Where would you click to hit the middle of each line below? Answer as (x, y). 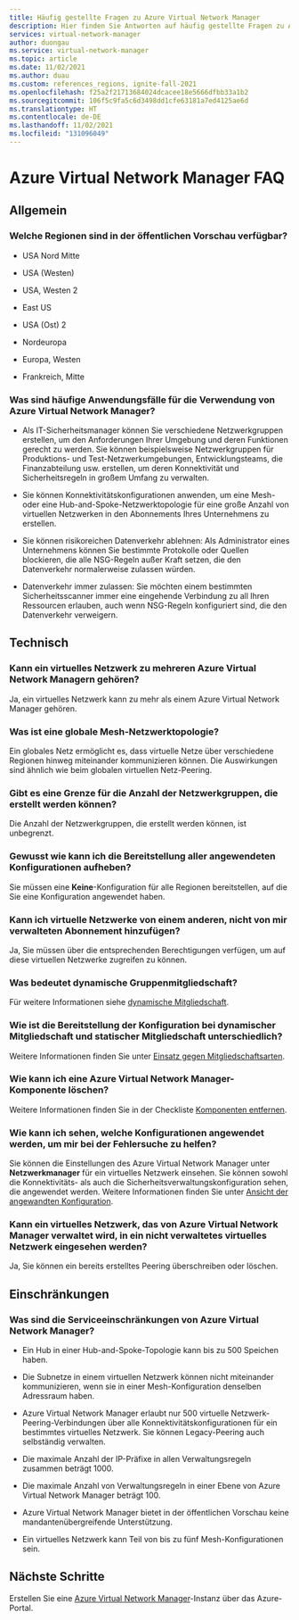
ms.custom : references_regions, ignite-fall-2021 (103, 84)
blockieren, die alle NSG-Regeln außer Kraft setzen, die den (132, 560)
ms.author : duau (39, 76)
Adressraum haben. (58, 1396)
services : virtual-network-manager (75, 34)
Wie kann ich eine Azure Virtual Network (99, 1079)
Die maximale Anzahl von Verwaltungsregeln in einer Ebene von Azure (151, 1486)
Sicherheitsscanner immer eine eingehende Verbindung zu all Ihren (145, 596)
